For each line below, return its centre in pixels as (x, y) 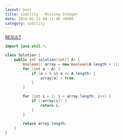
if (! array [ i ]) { (49, 101)
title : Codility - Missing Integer (42, 14)
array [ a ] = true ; (58, 78)
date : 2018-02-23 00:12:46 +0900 (39, 19)
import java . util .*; (26, 46)
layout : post (18, 10)
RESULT (13, 37)
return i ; (50, 105)
